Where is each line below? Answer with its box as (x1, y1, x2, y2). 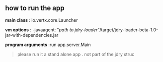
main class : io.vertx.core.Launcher (5, 17, 78, 23)
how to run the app (5, 4, 65, 12)
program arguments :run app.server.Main (5, 42, 91, 48)
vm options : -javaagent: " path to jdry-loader (5, 27, 98, 33)
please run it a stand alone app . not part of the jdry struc (17, 51, 135, 57)
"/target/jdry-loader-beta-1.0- (97, 27, 158, 33)
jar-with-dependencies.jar (5, 32, 59, 38)
